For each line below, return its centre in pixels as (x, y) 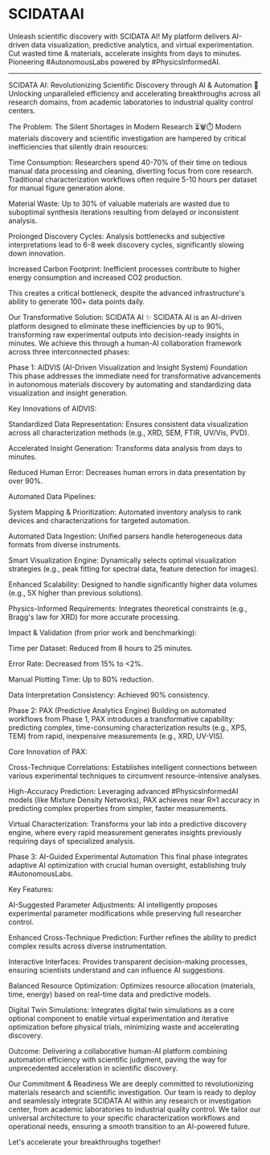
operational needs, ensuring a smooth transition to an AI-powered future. (129, 1126)
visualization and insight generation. (68, 393)
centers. (22, 110)
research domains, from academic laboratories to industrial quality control (131, 102)
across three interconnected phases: (69, 351)
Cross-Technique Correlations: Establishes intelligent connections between (133, 767)
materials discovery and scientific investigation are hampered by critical (127, 138)
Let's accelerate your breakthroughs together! (85, 1141)
